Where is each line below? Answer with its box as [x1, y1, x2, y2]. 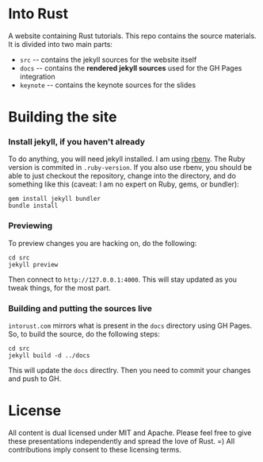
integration [19, 71, 55, 81]
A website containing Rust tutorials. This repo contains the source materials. [8, 31, 257, 40]
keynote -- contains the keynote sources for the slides [19, 80, 196, 90]
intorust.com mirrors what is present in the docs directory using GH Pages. [8, 321, 253, 330]
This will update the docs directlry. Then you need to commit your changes [8, 366, 251, 375]
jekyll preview [8, 260, 59, 268]
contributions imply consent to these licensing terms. [8, 445, 182, 454]
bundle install [8, 202, 59, 210]
